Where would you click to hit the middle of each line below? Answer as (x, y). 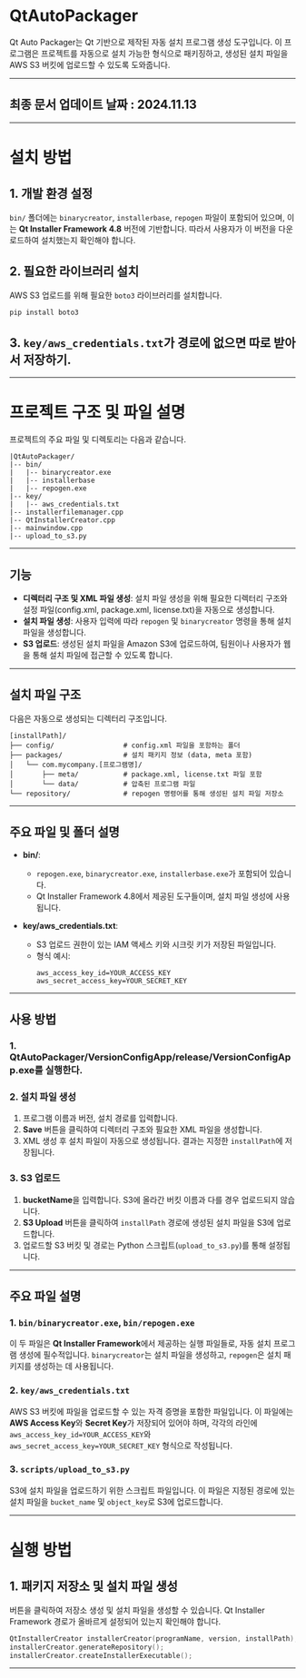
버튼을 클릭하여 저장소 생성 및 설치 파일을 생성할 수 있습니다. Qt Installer (137, 1610)
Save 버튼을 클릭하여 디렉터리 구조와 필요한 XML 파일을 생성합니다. (142, 1130)
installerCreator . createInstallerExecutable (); (101, 1655)
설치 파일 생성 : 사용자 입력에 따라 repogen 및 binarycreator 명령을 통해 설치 (157, 621)
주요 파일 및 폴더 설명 (64, 832)
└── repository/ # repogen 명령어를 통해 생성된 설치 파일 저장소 (147, 794)
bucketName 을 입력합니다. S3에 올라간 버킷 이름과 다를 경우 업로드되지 (150, 1199)
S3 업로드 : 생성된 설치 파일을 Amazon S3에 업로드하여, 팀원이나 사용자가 (152, 644)
